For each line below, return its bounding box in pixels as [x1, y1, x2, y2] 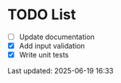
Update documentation [18, 32, 95, 41]
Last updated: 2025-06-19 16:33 [7, 66, 114, 76]
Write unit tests [18, 50, 69, 60]
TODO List [7, 6, 76, 24]
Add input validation [18, 41, 85, 50]
